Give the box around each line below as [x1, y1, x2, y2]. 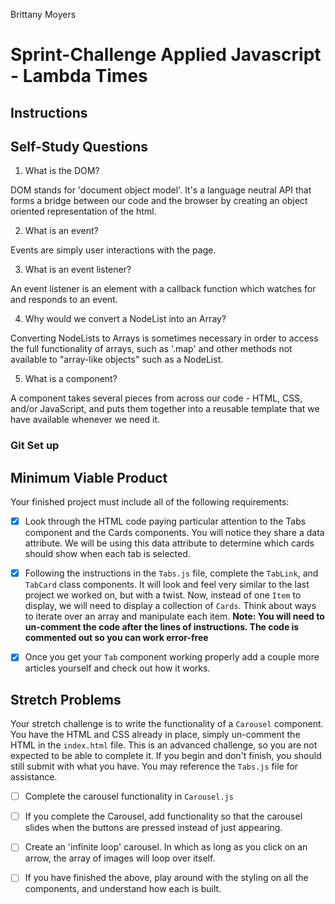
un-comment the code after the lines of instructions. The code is [24, 621, 300, 633]
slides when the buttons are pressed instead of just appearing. [24, 822, 283, 834]
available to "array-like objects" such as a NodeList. [10, 354, 224, 366]
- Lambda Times [10, 65, 148, 88]
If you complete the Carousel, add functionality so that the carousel [24, 810, 303, 823]
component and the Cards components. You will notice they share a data [24, 527, 325, 539]
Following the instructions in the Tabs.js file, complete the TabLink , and [24, 567, 319, 579]
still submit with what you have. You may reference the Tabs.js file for [10, 760, 299, 773]
